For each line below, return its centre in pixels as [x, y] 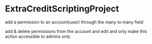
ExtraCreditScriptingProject [62, 9]
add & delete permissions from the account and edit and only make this [76, 31]
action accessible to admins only [38, 36]
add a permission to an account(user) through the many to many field [74, 22]
